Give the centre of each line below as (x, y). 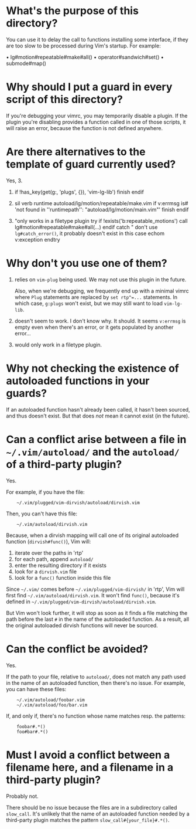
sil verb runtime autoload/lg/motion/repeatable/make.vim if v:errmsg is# (101, 203)
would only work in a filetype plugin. (58, 345)
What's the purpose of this (73, 11)
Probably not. (23, 796)
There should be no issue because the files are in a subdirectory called (92, 807)
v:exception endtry (37, 239)
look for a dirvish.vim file (46, 571)
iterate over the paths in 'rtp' (49, 553)
